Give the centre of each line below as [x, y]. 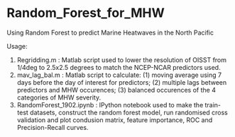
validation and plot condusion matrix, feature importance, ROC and [115, 120]
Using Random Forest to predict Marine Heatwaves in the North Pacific [110, 32]
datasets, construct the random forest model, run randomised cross [129, 112]
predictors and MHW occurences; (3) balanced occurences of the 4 [116, 90]
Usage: [17, 46]
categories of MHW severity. [59, 97]
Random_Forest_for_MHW [86, 13]
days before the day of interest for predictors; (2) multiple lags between [122, 82]
